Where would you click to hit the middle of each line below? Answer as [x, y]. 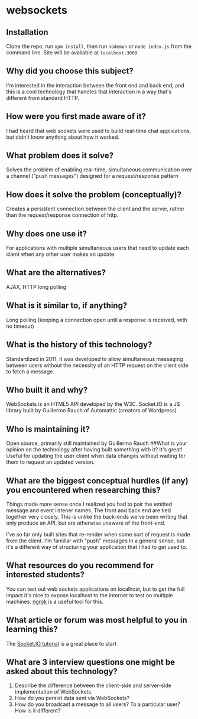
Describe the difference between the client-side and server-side [93, 685]
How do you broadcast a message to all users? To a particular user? [97, 704]
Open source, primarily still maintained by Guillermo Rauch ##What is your [97, 443]
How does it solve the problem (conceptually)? [94, 195]
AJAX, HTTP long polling [36, 287]
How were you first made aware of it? [76, 117]
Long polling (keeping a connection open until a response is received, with [97, 320]
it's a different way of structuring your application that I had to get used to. [97, 546]
